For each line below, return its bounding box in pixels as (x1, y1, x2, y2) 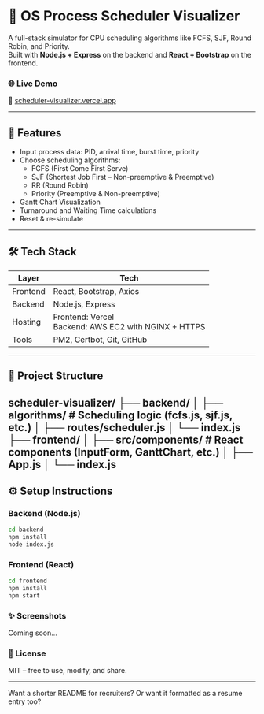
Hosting (12, 316, 42, 327)
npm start (8, 592, 41, 600)
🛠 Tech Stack (8, 245, 77, 258)
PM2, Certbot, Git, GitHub (53, 334, 148, 345)
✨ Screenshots (8, 610, 67, 621)
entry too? (8, 697, 42, 706)
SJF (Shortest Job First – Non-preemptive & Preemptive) (31, 173, 214, 182)
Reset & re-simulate (19, 214, 84, 224)
